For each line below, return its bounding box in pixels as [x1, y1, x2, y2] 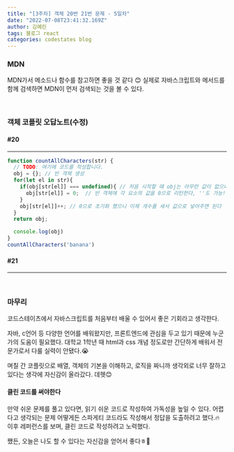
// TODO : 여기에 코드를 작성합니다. [13, 163, 104, 171]
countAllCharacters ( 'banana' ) [7, 242, 95, 249]
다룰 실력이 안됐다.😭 [31, 347, 89, 355]
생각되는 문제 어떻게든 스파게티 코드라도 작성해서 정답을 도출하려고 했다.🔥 [19, 413, 220, 421]
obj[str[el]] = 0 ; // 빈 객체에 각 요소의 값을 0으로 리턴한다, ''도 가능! [25, 189, 226, 196]
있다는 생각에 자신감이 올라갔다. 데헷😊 [7, 370, 113, 379]
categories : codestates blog [7, 36, 92, 43]
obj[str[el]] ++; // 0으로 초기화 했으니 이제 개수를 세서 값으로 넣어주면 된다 [19, 203, 221, 210]
